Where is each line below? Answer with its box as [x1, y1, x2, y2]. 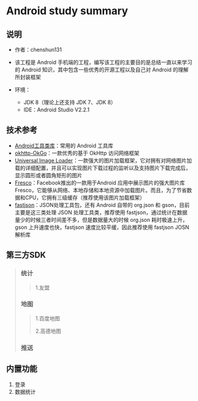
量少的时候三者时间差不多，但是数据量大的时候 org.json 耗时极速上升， [14, 216, 188, 223]
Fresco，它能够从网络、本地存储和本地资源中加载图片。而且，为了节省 [14, 186, 187, 193]
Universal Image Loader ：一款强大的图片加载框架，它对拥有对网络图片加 [14, 157, 192, 164]
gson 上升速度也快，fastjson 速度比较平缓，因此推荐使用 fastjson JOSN [14, 224, 190, 231]
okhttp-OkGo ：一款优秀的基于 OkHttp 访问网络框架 [14, 149, 140, 157]
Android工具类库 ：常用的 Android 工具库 [14, 142, 113, 149]
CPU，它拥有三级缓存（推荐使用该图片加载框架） [25, 194, 145, 201]
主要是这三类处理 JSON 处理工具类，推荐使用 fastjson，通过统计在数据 [14, 209, 188, 216]
